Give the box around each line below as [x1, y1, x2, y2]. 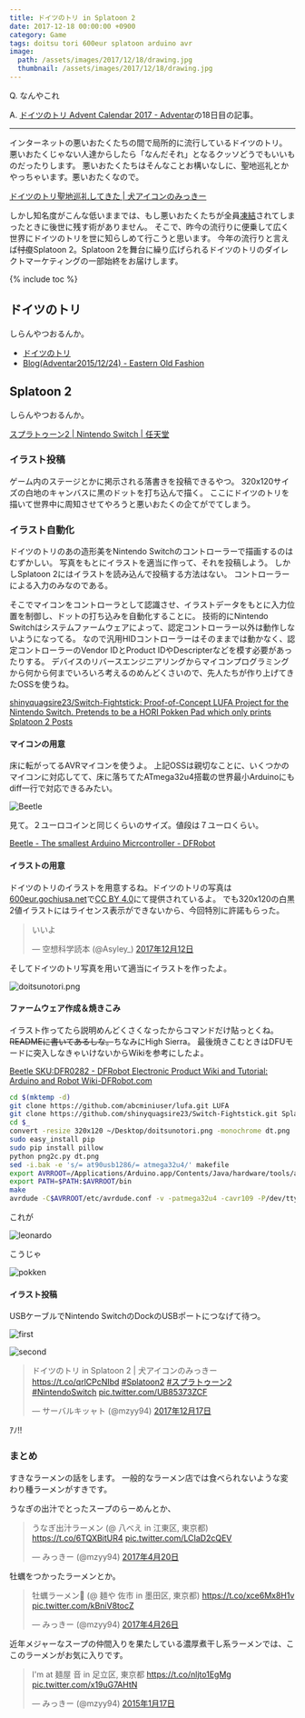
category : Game [9, 30, 67, 39]
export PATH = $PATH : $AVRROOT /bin [9, 1177, 132, 1186]
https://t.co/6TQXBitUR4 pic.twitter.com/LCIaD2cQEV [31, 1533, 232, 1543]
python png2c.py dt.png [9, 1152, 100, 1161]
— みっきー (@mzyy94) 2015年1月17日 [31, 1697, 175, 1709]
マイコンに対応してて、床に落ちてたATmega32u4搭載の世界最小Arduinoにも [9, 772, 295, 783]
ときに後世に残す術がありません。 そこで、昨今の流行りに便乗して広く [25, 221, 290, 232]
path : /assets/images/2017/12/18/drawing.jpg [17, 55, 193, 65]
